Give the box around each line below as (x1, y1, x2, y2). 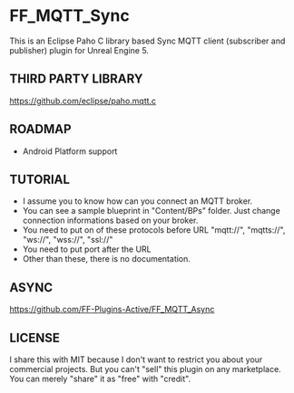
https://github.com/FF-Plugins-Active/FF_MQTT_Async (9, 304, 215, 315)
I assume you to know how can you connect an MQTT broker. (22, 196, 253, 206)
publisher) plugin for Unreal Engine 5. (9, 44, 150, 55)
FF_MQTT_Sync (9, 5, 130, 26)
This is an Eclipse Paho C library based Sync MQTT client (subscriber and (9, 35, 286, 46)
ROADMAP (9, 121, 72, 137)
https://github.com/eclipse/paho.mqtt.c (9, 95, 157, 106)
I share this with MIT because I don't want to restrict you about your (9, 354, 263, 365)
